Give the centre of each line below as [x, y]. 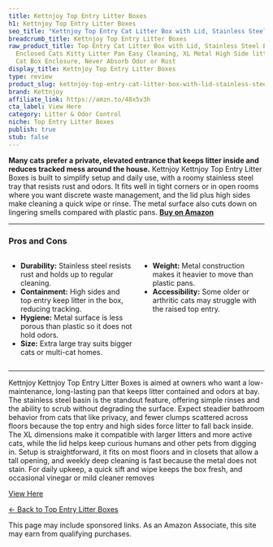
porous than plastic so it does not [76, 326]
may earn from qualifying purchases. [70, 533]
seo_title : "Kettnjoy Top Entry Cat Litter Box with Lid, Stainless [127, 31]
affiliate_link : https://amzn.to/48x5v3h [80, 99]
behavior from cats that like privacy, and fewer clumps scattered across [128, 417]
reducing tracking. [51, 309]
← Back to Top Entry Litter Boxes [63, 509]
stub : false [28, 137]
